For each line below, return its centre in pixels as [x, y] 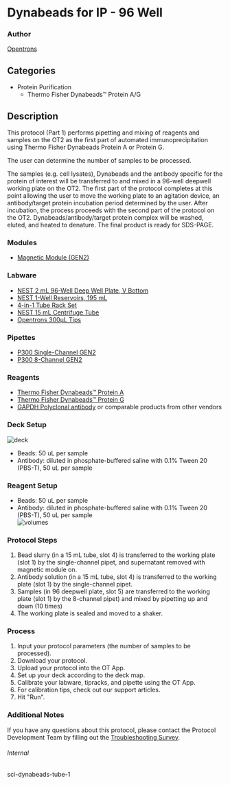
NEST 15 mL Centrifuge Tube [58, 312]
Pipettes [21, 337]
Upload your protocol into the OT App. [71, 668]
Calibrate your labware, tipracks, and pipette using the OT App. [106, 683]
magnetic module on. [47, 570]
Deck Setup [27, 425]
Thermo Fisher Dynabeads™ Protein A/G [84, 95]
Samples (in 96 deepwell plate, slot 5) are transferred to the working [114, 591]
